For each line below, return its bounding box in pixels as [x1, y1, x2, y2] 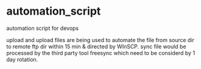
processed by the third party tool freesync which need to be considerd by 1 [6, 49, 196, 56]
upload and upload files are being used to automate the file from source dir [6, 36, 195, 43]
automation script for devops [6, 24, 79, 32]
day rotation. [6, 56, 38, 63]
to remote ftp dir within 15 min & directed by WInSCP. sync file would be [6, 43, 187, 50]
